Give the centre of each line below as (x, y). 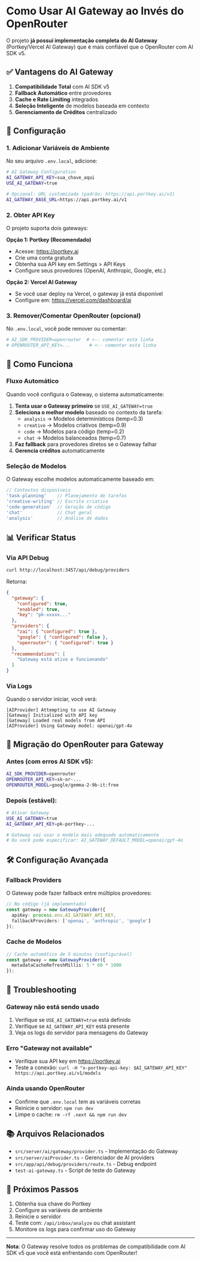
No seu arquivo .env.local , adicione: (52, 161)
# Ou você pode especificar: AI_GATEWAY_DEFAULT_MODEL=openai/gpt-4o (95, 841)
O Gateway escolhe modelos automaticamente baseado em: (80, 479)
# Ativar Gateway (28, 813)
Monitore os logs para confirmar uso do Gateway (75, 1230)
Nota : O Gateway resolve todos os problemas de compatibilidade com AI (96, 1246)
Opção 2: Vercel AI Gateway (42, 282)
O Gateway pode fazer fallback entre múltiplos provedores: (79, 893)
